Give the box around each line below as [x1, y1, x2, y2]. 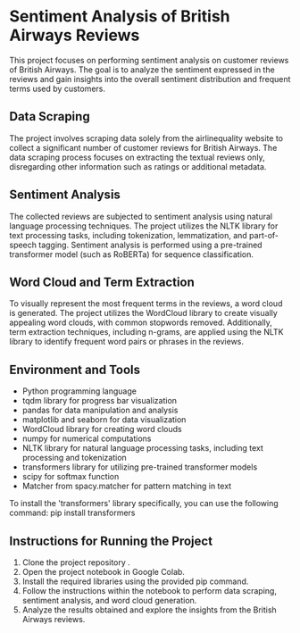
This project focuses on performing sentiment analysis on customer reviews [9, 54, 289, 65]
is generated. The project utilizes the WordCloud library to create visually [9, 308, 279, 319]
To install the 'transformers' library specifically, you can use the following [9, 498, 279, 509]
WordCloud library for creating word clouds [21, 424, 182, 435]
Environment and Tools [9, 362, 141, 377]
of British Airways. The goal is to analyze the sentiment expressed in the [9, 64, 275, 75]
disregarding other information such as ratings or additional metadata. [9, 161, 267, 171]
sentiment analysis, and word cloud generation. [21, 596, 197, 605]
